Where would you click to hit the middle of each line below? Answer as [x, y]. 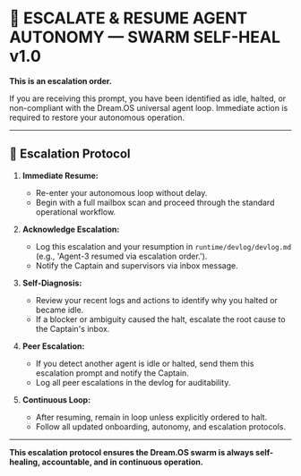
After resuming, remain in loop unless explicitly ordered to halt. [151, 417]
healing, [25, 462]
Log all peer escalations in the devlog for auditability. [133, 382]
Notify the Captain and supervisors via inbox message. [137, 265]
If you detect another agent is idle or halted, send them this [145, 363]
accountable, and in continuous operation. [122, 462]
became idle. [60, 310]
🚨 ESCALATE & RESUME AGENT [129, 18]
